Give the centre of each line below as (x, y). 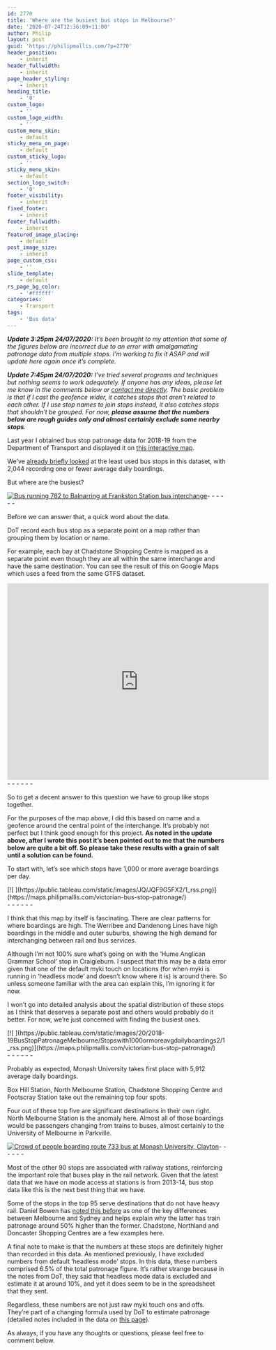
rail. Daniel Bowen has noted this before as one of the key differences (107, 1210)
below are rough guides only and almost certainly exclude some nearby (114, 419)
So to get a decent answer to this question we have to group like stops (108, 797)
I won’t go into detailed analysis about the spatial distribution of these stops (116, 1004)
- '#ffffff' (37, 293)
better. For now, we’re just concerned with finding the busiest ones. (104, 1019)
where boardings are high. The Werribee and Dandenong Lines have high (113, 925)
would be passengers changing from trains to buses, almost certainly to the (116, 1125)
